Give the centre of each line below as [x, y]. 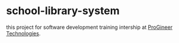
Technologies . [23, 33]
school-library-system [63, 11]
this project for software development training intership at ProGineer [89, 27]
